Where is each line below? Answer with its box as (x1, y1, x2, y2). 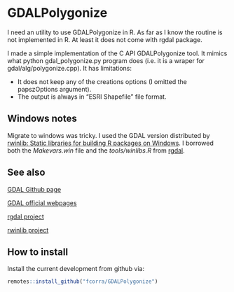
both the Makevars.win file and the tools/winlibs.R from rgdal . (7, 146, 186, 155)
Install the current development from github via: (7, 265, 145, 273)
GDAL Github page (7, 185, 62, 193)
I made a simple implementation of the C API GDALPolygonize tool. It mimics (7, 49, 228, 57)
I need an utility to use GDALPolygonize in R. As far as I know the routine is (7, 28, 223, 36)
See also (7, 167, 46, 179)
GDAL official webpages (7, 198, 77, 207)
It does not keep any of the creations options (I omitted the (17, 77, 187, 85)
